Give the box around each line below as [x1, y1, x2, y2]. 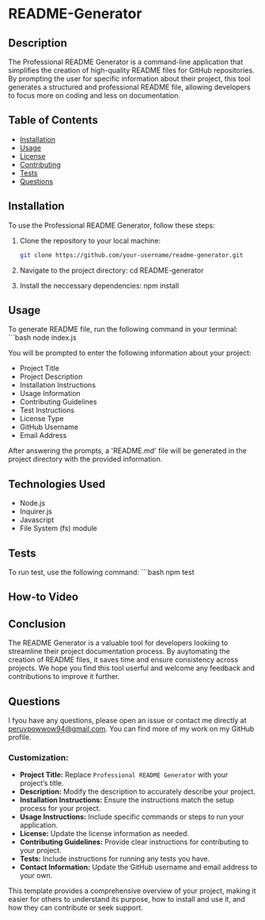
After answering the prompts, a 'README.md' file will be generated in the [8, 446, 247, 455]
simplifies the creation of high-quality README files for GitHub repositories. [8, 66, 255, 75]
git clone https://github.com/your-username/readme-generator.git [19, 251, 244, 259]
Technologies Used [8, 477, 105, 491]
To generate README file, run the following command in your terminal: [8, 325, 238, 334]
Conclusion [8, 617, 66, 631]
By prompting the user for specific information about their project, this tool [8, 74, 251, 83]
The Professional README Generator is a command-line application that [8, 57, 244, 66]
